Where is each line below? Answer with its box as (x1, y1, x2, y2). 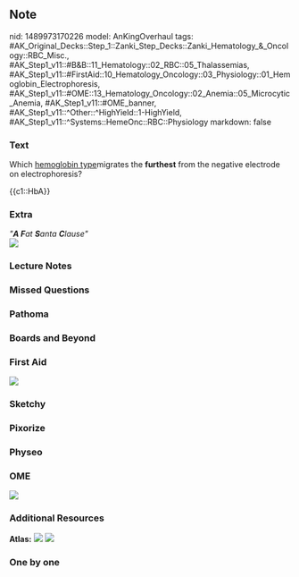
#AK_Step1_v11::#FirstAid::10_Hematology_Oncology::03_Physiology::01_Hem (9, 69, 291, 80)
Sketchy (9, 398, 46, 411)
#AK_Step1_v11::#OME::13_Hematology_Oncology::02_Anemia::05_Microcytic (9, 88, 291, 98)
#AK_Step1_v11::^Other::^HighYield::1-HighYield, (9, 106, 183, 117)
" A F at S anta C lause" (9, 228, 89, 240)
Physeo (9, 446, 43, 459)
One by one (9, 556, 61, 568)
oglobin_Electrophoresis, (9, 78, 101, 89)
